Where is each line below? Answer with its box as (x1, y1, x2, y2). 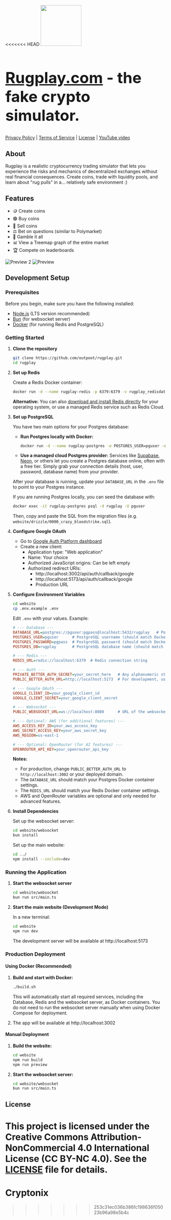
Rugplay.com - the (5, 68, 141, 88)
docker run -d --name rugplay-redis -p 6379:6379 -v (12, 389, 127, 394)
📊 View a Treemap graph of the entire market (12, 239, 109, 245)
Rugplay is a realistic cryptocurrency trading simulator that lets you (5, 163, 146, 169)
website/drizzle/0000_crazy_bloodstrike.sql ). (12, 518, 112, 525)
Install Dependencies (12, 808, 59, 815)
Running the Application (5, 869, 67, 876)
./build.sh (12, 984, 36, 989)
